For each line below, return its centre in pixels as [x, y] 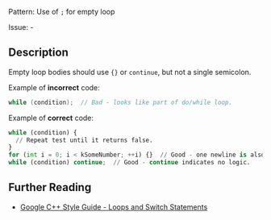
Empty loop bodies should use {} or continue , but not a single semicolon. [130, 72]
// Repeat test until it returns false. [84, 140]
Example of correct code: [51, 118]
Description [38, 53]
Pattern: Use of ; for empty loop [62, 12]
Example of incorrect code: [54, 87]
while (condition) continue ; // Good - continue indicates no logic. [129, 163]
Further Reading [50, 187]
